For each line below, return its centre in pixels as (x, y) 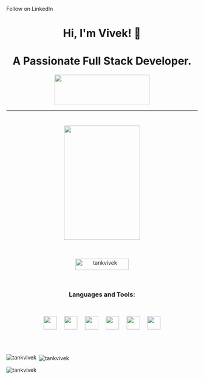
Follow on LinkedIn (30, 9)
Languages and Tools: (102, 294)
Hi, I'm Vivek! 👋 (102, 33)
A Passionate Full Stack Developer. (102, 61)
